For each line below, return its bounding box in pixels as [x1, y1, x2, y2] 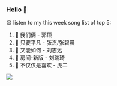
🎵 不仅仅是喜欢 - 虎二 [14, 61, 68, 69]
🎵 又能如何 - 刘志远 [14, 46, 63, 54]
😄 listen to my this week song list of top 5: [6, 19, 112, 26]
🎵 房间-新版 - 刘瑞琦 [14, 54, 65, 61]
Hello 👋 [6, 5, 28, 14]
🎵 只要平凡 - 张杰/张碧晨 [14, 39, 75, 46]
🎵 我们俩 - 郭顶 [14, 31, 52, 38]
